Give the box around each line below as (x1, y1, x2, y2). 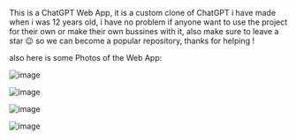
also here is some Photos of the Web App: (9, 53, 163, 63)
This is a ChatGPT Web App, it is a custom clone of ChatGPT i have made (9, 8, 277, 18)
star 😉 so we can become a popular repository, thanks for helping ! (9, 35, 254, 46)
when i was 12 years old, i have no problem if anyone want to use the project (9, 17, 288, 27)
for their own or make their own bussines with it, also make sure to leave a (9, 26, 279, 36)
